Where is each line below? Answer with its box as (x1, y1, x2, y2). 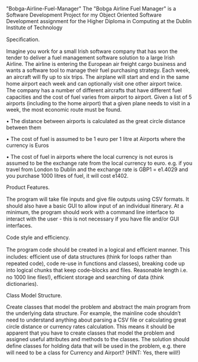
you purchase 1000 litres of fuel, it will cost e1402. (6, 172, 129, 179)
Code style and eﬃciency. (6, 234, 70, 241)
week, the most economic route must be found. (6, 106, 122, 113)
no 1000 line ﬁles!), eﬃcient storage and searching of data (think (6, 273, 164, 281)
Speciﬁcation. (6, 36, 40, 43)
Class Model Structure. (6, 292, 62, 299)
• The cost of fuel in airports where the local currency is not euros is (6, 153, 174, 160)
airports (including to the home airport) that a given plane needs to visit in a (6, 100, 191, 106)
